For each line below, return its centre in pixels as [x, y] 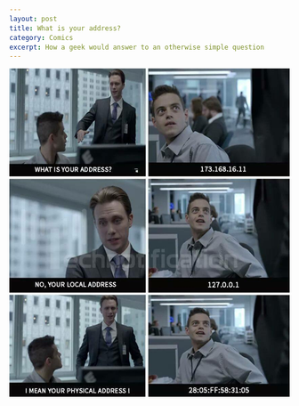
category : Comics [41, 37]
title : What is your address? [65, 28]
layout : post [33, 19]
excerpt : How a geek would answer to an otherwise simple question [137, 47]
